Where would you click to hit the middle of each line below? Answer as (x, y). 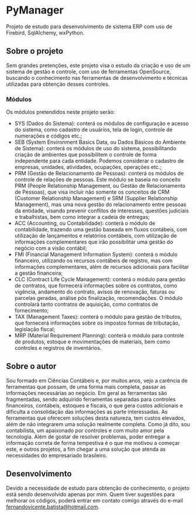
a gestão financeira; (39, 273)
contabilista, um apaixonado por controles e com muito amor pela (85, 430)
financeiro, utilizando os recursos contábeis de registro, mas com (94, 261)
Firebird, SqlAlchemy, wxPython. (45, 32)
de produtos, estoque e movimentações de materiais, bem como (92, 342)
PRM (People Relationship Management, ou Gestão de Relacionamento (100, 186)
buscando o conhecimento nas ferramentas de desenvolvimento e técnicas (97, 77)
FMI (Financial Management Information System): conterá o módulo (96, 254)
